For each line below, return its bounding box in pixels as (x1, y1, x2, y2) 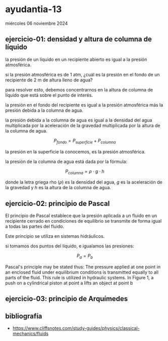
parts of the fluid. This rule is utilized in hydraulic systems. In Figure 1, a (5, 274, 154, 280)
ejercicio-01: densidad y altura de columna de (5, 35, 152, 44)
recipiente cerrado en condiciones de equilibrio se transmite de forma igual (5, 218, 162, 224)
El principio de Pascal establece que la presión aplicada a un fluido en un (5, 212, 157, 219)
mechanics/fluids (12, 330, 49, 337)
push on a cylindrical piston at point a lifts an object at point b (5, 280, 133, 286)
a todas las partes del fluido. (5, 224, 65, 230)
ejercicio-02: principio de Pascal (5, 199, 110, 208)
